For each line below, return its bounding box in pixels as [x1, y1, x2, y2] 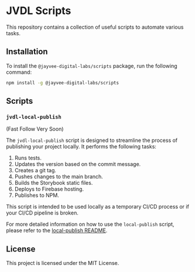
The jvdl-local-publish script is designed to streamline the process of [6, 137, 178, 144]
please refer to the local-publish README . [6, 227, 108, 234]
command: [6, 69, 32, 76]
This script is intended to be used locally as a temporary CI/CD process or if [6, 203, 189, 210]
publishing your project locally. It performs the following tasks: [6, 143, 157, 150]
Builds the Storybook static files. [14, 179, 93, 186]
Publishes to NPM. [14, 192, 60, 199]
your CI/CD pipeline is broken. [6, 209, 79, 216]
